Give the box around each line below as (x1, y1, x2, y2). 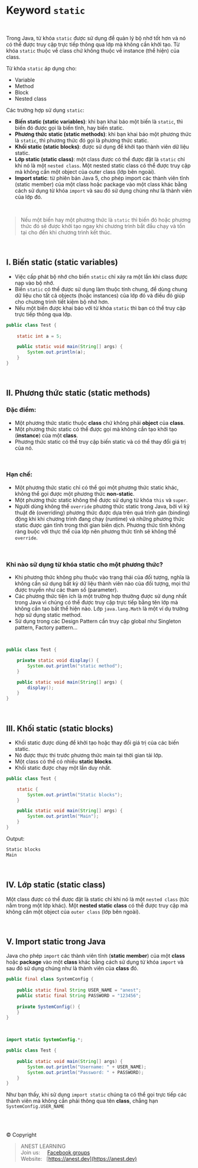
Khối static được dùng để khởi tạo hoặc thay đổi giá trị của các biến (14, 739, 179, 746)
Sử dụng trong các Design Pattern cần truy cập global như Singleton (14, 618, 181, 625)
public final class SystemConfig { (6, 976, 94, 982)
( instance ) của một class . (14, 432, 79, 439)
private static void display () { (17, 658, 99, 663)
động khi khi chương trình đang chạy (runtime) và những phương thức (14, 515, 185, 522)
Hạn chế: (6, 470, 33, 479)
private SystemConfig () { (17, 1004, 81, 1010)
